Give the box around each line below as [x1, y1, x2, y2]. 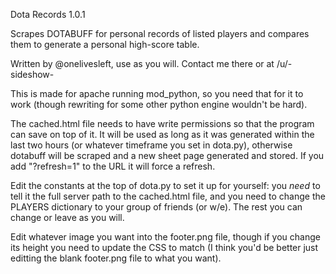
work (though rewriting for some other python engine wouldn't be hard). [10, 99, 308, 110]
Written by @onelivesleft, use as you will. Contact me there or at [10, 58, 275, 69]
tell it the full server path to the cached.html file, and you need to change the [10, 190, 326, 202]
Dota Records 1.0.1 [10, 9, 86, 20]
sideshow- [10, 69, 55, 80]
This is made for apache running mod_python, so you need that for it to [10, 88, 304, 99]
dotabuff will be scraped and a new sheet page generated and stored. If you [10, 150, 325, 161]
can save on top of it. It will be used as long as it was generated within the [10, 129, 315, 140]
